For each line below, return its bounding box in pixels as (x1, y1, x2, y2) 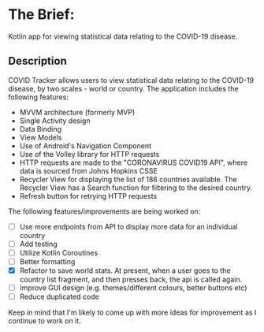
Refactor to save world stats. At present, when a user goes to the (19, 266, 231, 275)
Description (8, 54, 67, 68)
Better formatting (19, 256, 76, 266)
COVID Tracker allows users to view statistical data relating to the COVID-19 (8, 75, 255, 84)
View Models (19, 132, 62, 142)
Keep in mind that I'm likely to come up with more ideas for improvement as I (8, 308, 257, 317)
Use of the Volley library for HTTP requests (19, 149, 160, 159)
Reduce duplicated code (19, 292, 100, 301)
